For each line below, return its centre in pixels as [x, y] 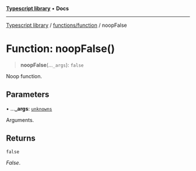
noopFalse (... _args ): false [52, 65]
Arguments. [20, 120]
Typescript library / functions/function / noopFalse [66, 25]
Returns [21, 139]
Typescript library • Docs [37, 8]
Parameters [28, 95]
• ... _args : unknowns [29, 109]
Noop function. [24, 76]
